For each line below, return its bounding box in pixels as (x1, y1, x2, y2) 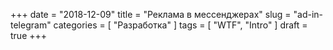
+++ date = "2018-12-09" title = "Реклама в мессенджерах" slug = (10, 9, 292, 20)
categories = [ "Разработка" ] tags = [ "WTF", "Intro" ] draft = (53, 19, 308, 31)
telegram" (10, 19, 52, 31)
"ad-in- (293, 9, 324, 20)
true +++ (10, 30, 48, 41)
